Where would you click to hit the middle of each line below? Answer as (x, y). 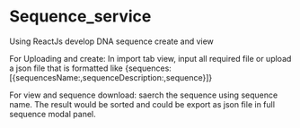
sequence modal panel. (53, 114)
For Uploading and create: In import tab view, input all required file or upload (150, 58)
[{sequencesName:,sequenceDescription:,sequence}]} (111, 77)
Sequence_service (80, 17)
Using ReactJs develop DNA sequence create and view (111, 41)
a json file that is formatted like (66, 68)
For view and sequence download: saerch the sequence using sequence (144, 95)
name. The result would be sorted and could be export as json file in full (142, 104)
